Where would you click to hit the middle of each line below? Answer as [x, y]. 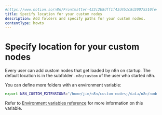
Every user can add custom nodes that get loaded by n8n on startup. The [78, 71]
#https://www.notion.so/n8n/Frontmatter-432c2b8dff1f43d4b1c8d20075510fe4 [82, 9]
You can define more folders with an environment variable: [63, 85]
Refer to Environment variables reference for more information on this [74, 103]
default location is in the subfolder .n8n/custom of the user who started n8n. [80, 76]
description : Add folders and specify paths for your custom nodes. [75, 18]
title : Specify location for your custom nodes [54, 14]
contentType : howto [25, 23]
